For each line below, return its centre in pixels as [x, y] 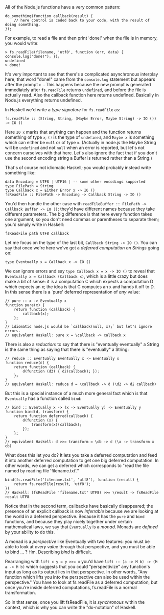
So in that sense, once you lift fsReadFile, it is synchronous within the [75, 602]
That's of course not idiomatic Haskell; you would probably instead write [78, 168]
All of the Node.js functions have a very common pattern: [63, 7]
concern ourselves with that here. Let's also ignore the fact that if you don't [81, 153]
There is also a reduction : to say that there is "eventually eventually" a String [82, 344]
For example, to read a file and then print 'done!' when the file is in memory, [82, 38]
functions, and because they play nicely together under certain [69, 522]
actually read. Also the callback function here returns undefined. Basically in [82, 95]
